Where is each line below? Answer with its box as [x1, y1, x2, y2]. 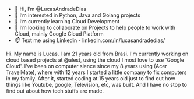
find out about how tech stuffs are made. [6, 87, 104, 94]
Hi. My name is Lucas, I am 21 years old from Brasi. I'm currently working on [6, 50, 189, 57]
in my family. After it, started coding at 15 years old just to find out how [6, 75, 176, 82]
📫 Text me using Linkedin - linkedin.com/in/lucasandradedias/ [14, 37, 165, 44]
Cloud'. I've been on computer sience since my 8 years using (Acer [6, 63, 167, 69]
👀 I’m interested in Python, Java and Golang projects [14, 12, 141, 19]
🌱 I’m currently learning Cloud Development [14, 18, 120, 24]
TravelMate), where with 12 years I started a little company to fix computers [6, 69, 187, 76]
